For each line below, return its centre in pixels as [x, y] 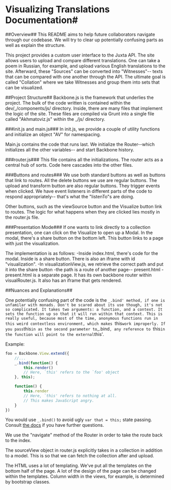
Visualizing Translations [58, 9]
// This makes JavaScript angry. [59, 401]
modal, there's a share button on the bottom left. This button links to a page [84, 238]
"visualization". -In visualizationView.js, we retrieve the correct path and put [84, 264]
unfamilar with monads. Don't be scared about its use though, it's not [84, 305]
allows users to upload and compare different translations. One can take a [83, 60]
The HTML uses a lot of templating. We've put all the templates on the [78, 466]
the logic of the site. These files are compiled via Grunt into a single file [80, 114]
